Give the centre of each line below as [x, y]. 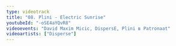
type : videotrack [28, 12]
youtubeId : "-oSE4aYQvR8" [38, 23]
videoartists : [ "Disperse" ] [41, 34]
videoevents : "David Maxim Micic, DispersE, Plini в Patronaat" [88, 28]
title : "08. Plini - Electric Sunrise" [56, 17]
